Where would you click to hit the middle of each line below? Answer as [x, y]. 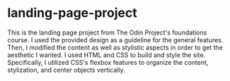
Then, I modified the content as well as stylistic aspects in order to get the [115, 47]
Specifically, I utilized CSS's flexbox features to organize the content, [108, 62]
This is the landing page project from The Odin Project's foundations [107, 32]
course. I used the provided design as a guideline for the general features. [115, 39]
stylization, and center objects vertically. [66, 70]
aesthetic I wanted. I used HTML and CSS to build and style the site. [107, 55]
